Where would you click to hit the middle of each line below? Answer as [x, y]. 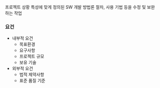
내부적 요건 [23, 38]
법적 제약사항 [32, 74]
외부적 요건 [23, 69]
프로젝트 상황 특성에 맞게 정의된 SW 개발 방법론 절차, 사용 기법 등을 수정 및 [76, 7]
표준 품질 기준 [32, 81]
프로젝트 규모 [32, 57]
